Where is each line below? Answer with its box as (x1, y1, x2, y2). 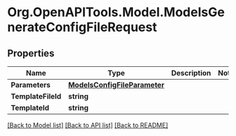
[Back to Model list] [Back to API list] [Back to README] (7, 121, 169, 129)
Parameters (11, 80, 51, 89)
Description (171, 68, 211, 78)
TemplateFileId (11, 92, 62, 101)
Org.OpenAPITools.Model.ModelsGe (7, 4, 225, 20)
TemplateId (11, 103, 50, 113)
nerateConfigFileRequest (7, 19, 157, 35)
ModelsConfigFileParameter (67, 80, 165, 89)
